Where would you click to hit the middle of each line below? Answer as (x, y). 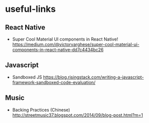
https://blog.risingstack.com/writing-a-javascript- (93, 77)
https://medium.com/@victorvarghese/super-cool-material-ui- (76, 44)
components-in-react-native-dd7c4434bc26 (58, 50)
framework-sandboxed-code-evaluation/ (54, 82)
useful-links (30, 9)
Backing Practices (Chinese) (41, 110)
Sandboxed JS (27, 77)
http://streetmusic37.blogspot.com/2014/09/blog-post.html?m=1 (77, 115)
